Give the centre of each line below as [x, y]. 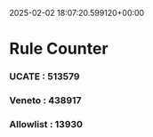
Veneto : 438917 [45, 101]
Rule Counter [59, 49]
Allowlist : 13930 [46, 124]
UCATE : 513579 [44, 77]
